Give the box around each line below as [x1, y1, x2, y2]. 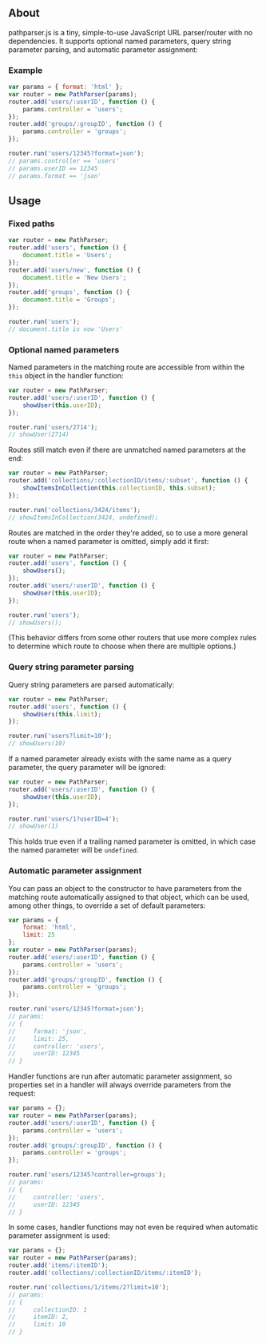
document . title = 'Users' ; [22, 252, 113, 260]
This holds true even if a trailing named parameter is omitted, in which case [8, 837, 256, 846]
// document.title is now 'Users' [8, 325, 124, 333]
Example [8, 64, 43, 75]
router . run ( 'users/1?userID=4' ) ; [8, 815, 120, 823]
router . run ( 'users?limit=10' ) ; [8, 732, 113, 740]
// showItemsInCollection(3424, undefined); [8, 513, 159, 522]
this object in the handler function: [8, 371, 124, 381]
